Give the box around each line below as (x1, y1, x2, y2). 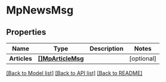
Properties (6, 27, 46, 37)
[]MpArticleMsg (37, 54, 84, 63)
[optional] (129, 54, 156, 63)
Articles (9, 54, 33, 63)
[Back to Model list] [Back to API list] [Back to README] (6, 70, 143, 77)
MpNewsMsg (6, 4, 74, 17)
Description (89, 45, 124, 53)
